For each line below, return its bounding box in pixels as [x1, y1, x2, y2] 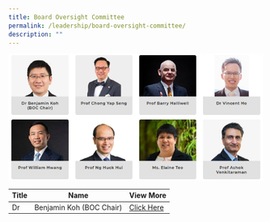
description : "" [8, 30, 63, 38]
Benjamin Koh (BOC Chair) [34, 203, 123, 212]
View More [129, 190, 167, 200]
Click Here [129, 203, 164, 212]
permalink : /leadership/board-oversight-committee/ [8, 21, 186, 30]
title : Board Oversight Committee [8, 13, 125, 21]
